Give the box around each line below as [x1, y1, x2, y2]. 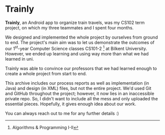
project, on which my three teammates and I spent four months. [5, 24, 134, 30]
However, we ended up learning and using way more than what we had [5, 50, 149, 57]
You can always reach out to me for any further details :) [5, 110, 119, 116]
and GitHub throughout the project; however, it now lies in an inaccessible [5, 90, 155, 96]
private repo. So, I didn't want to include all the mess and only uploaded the [5, 95, 158, 101]
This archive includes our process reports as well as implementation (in [5, 80, 149, 86]
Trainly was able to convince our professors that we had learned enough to [5, 65, 157, 71]
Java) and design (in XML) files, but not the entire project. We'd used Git [5, 85, 152, 91]
